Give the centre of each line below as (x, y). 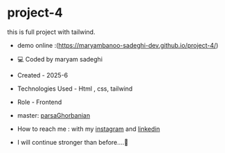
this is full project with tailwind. (51, 32)
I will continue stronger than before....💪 (73, 142)
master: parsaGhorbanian (54, 115)
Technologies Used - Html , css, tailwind (75, 89)
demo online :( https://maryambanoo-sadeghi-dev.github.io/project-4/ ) (118, 45)
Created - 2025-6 (43, 75)
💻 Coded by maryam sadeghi (60, 59)
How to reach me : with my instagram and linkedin (89, 129)
